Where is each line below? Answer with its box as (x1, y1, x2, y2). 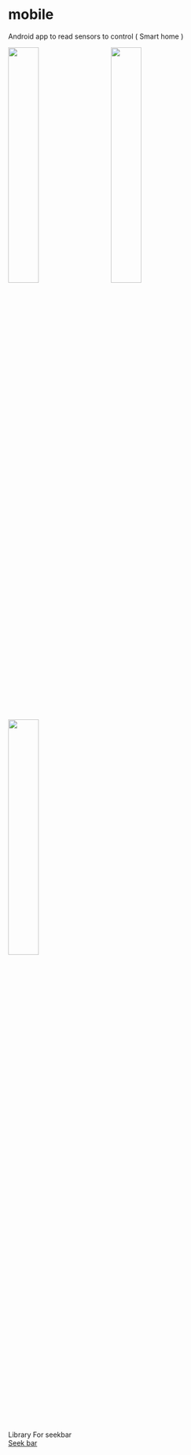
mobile (8, 6, 54, 24)
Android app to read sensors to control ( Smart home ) (8, 32, 184, 41)
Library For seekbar (8, 1430, 72, 1439)
